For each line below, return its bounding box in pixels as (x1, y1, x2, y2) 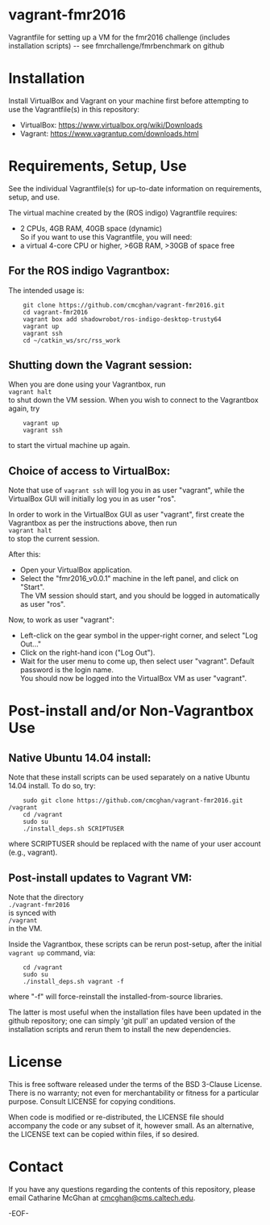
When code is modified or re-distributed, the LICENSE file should (8, 1112, 224, 1122)
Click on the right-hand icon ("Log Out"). (19, 648, 156, 658)
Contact (8, 1158, 64, 1176)
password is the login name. (19, 665, 114, 675)
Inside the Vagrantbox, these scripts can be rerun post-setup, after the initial (8, 939, 262, 949)
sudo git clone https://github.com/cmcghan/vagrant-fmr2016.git (23, 796, 243, 805)
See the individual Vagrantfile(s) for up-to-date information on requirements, (8, 183, 262, 193)
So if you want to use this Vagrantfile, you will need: (19, 232, 193, 241)
